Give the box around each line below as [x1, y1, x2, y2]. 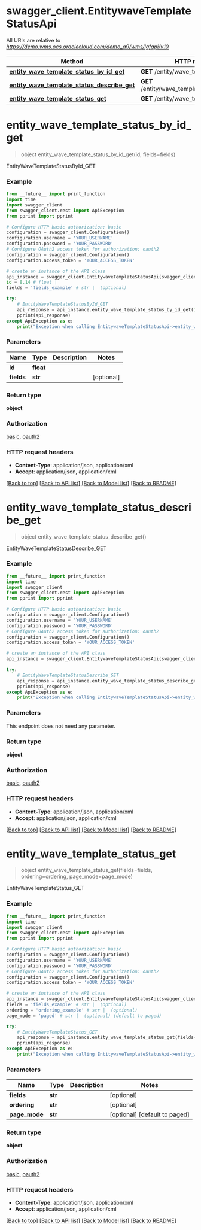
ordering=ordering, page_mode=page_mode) [20, 873, 133, 880]
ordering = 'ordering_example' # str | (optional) [6, 1007, 138, 1013]
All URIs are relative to [6, 37, 61, 44]
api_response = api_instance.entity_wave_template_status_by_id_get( [17, 306, 194, 312]
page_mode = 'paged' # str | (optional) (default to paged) [6, 1013, 162, 1019]
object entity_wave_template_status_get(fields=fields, [20, 867, 153, 874]
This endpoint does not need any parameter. [6, 722, 115, 730]
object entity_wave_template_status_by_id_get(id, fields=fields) [20, 151, 176, 158]
